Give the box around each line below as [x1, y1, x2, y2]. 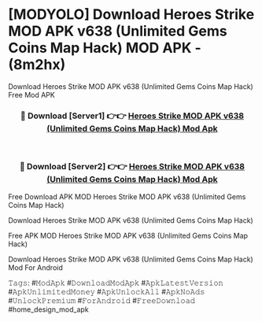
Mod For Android [8, 262, 63, 272]
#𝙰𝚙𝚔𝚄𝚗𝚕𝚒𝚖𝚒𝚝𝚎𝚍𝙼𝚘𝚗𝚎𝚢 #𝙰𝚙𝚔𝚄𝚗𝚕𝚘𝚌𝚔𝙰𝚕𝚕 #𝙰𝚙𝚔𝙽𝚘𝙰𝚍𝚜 [8, 287, 205, 296]
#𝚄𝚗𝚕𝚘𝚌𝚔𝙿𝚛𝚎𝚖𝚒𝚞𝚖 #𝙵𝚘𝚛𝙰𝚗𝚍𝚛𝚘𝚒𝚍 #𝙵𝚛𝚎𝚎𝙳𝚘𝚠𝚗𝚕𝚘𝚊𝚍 [8, 295, 195, 305]
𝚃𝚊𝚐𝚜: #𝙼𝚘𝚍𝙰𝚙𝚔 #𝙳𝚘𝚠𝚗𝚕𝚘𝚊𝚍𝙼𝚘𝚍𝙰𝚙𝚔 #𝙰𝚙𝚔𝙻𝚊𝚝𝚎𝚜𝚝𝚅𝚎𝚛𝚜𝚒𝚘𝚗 [8, 278, 224, 287]
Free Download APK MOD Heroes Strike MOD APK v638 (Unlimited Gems [8, 191, 246, 202]
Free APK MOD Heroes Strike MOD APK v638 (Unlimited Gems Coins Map [8, 231, 249, 240]
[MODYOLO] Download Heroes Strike [8, 6, 255, 24]
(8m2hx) [8, 56, 66, 74]
